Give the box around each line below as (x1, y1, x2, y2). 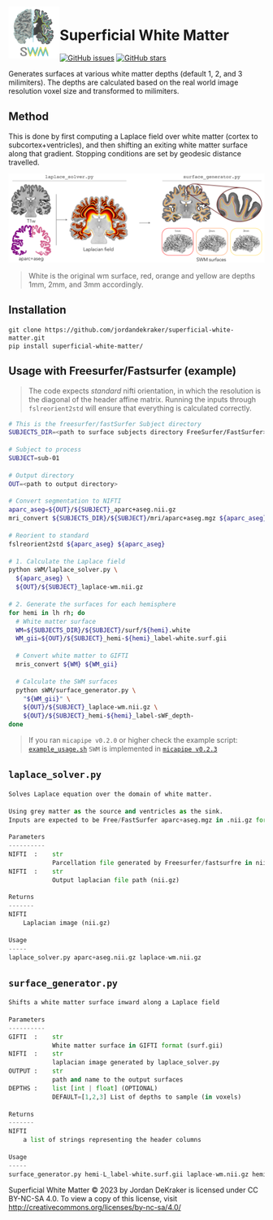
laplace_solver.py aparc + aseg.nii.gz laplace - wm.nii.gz (8, 953, 201, 962)
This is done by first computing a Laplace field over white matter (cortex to (8, 131, 258, 141)
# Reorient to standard (8, 531, 89, 539)
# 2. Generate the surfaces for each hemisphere (8, 600, 176, 608)
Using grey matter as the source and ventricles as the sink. (8, 807, 223, 815)
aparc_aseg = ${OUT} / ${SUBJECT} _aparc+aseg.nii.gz (8, 506, 176, 514)
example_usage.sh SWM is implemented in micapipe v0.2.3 (28, 744, 218, 754)
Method (8, 110, 50, 124)
